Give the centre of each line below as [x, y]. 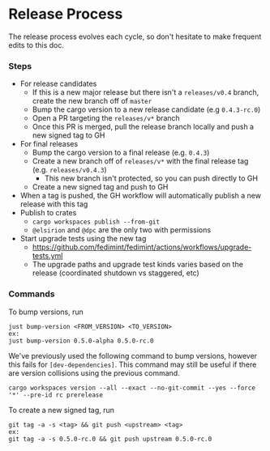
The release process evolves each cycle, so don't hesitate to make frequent [135, 36]
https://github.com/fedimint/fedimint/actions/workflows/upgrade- [142, 247]
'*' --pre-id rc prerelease [56, 395]
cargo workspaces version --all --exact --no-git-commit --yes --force [132, 388]
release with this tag [54, 204]
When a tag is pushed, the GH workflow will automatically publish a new [141, 196]
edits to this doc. [36, 45]
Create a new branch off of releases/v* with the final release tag [140, 161]
